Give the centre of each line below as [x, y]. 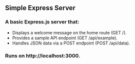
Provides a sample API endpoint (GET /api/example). [65, 38]
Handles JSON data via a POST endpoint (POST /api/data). [71, 43]
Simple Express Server [40, 8]
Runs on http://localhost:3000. [43, 56]
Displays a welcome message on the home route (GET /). [69, 32]
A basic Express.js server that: [42, 22]
